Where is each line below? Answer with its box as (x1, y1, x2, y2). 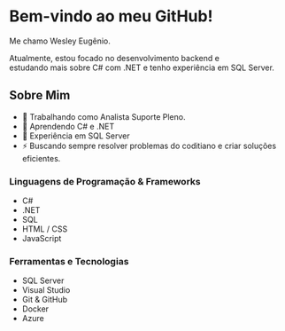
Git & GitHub (21, 295, 68, 305)
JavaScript (21, 233, 62, 244)
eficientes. (21, 153, 61, 163)
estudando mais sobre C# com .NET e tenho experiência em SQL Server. (9, 62, 274, 73)
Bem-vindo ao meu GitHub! (9, 6, 213, 27)
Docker (21, 303, 50, 314)
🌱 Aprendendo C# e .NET (21, 121, 115, 131)
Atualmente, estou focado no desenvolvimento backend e (9, 52, 220, 63)
